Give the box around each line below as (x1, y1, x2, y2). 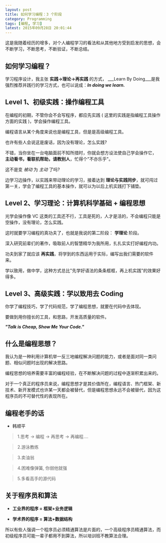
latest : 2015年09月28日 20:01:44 (5, 26, 72, 31)
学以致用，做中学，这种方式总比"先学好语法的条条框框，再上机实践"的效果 (5, 268, 157, 273)
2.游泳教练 (17, 444, 39, 450)
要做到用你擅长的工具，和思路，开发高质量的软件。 (5, 314, 109, 320)
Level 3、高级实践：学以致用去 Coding (5, 289, 124, 298)
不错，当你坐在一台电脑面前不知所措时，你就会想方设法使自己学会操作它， (5, 149, 157, 156)
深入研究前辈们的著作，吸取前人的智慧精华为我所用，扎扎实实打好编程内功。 (5, 240, 161, 246)
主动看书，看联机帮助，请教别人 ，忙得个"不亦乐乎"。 (5, 156, 114, 162)
